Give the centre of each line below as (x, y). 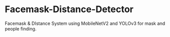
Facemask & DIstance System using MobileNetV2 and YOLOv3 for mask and (85, 23)
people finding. (21, 28)
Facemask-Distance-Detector (69, 9)
